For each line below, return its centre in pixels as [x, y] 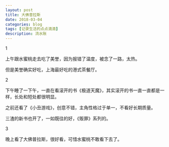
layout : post [19, 10]
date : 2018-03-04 [24, 19]
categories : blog [24, 24]
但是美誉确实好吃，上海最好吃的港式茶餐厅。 [52, 70]
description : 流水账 [26, 34]
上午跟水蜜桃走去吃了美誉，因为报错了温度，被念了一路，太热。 [72, 59]
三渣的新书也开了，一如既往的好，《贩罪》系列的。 [58, 118]
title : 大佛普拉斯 [23, 15]
